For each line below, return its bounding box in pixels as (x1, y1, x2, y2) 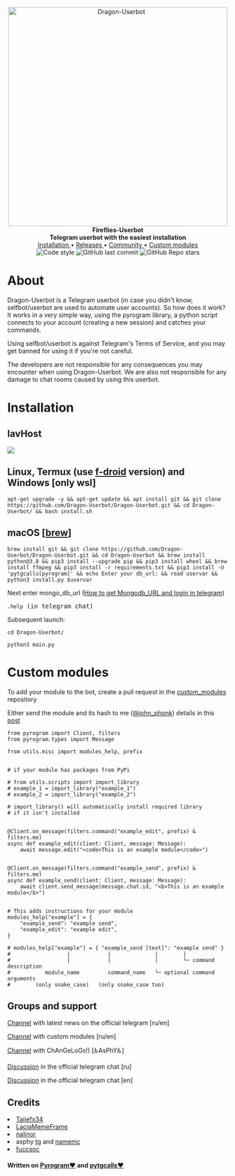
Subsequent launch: (7, 615, 65, 623)
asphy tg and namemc (16, 1137, 81, 1146)
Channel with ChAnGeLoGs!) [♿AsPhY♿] (7, 1046, 125, 1055)
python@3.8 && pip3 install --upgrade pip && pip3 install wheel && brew (7, 557, 228, 565)
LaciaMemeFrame (16, 1123, 68, 1131)
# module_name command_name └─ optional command (7, 968, 215, 976)
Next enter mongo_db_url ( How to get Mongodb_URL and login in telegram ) (7, 588, 225, 597)
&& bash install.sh (35, 508, 93, 515)
